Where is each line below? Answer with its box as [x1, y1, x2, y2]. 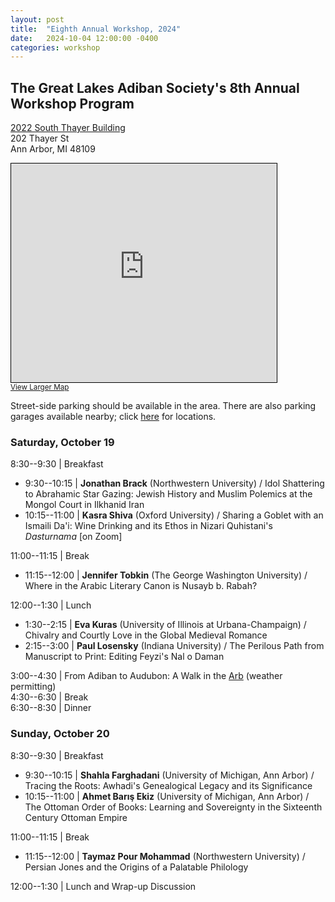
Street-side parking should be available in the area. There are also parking [10, 400, 317, 412]
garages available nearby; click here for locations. [10, 411, 217, 423]
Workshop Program [10, 95, 135, 112]
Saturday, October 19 [10, 435, 115, 449]
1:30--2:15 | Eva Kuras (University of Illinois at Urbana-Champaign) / [24, 619, 307, 631]
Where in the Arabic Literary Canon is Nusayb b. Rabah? [24, 580, 258, 592]
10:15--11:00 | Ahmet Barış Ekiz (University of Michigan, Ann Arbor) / [24, 790, 310, 802]
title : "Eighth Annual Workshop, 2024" [10, 24, 182, 34]
